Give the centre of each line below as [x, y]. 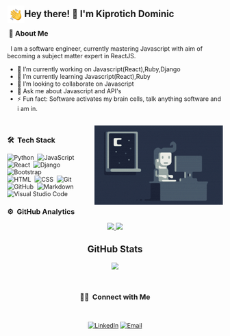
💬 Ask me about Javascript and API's [69, 91]
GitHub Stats [115, 249]
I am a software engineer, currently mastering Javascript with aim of [106, 48]
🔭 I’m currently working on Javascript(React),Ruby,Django [99, 69]
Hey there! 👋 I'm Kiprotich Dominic [99, 14]
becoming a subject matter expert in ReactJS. [72, 56]
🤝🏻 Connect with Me [115, 297]
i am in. [27, 108]
